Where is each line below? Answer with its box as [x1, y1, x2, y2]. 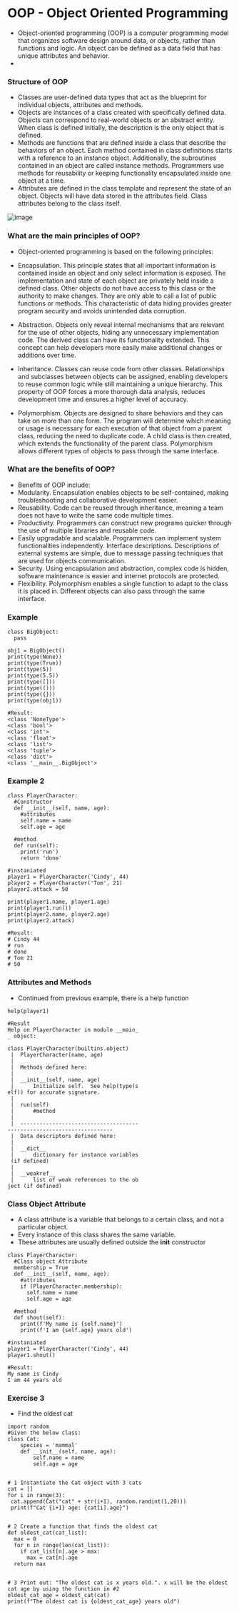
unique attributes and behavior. [17, 51, 110, 60]
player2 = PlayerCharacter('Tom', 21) [7, 880, 123, 887]
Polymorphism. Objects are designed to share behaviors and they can [17, 408, 223, 417]
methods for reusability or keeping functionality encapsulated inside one [17, 169, 231, 178]
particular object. [17, 1223, 68, 1231]
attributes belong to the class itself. [17, 199, 121, 208]
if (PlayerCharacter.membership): [20, 1283, 123, 1290]
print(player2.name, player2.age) [7, 911, 111, 918]
